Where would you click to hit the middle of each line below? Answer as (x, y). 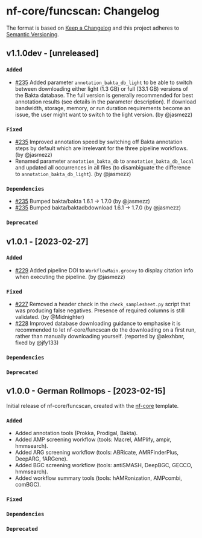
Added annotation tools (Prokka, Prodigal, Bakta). (76, 433)
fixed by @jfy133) (37, 343)
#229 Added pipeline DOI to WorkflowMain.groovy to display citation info (104, 270)
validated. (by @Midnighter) (49, 317)
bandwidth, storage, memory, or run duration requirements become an (103, 108)
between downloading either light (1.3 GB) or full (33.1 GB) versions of (102, 88)
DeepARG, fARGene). (41, 459)
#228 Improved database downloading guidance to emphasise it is (98, 323)
